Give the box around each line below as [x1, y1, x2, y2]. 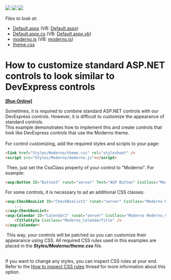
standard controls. [5, 119, 44, 125]
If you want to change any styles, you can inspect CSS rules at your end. [5, 258, 158, 264]
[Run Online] [5, 98, 33, 104]
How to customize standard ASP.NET [5, 59, 165, 71]
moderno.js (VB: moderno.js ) [12, 36, 74, 42]
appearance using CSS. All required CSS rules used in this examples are [5, 237, 157, 243]
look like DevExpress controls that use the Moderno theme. [5, 129, 130, 135]
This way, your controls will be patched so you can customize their [6, 231, 147, 238]
